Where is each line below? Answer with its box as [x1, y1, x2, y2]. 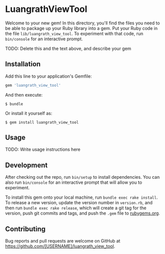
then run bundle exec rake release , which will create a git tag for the [5, 205, 147, 211]
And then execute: [5, 92, 43, 98]
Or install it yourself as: [5, 110, 52, 116]
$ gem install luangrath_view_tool [5, 120, 79, 125]
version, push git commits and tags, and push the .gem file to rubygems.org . [5, 210, 161, 216]
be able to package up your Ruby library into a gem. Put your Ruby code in [5, 25, 158, 31]
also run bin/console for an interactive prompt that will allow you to [5, 179, 143, 185]
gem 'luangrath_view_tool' [5, 83, 61, 88]
